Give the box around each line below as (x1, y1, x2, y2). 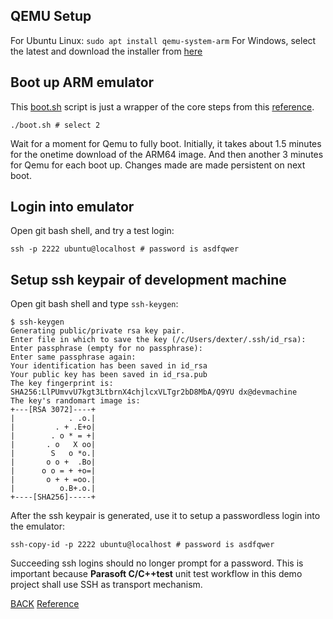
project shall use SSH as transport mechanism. (10, 579, 203, 591)
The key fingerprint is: (10, 379, 114, 389)
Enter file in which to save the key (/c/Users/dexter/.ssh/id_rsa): (10, 335, 307, 345)
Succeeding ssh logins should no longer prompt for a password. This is (10, 557, 304, 569)
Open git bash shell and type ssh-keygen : (10, 298, 179, 310)
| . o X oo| (10, 440, 97, 450)
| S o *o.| (10, 449, 97, 459)
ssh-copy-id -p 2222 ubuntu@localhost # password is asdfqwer (10, 540, 275, 550)
